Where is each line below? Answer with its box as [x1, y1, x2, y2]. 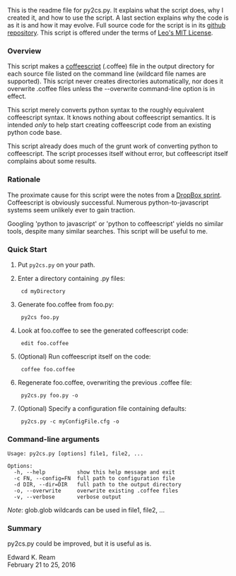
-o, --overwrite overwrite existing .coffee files [13, 487, 179, 495]
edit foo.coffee [20, 340, 69, 347]
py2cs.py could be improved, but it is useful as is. [7, 539, 152, 548]
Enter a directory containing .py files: [17, 274, 126, 282]
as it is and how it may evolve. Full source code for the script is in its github [7, 21, 226, 29]
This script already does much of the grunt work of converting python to [7, 142, 218, 150]
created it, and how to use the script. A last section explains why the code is [7, 13, 229, 22]
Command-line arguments [7, 434, 100, 444]
